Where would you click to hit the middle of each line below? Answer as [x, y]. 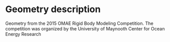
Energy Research [23, 34]
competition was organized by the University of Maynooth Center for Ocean [85, 28]
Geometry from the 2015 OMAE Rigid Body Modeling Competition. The [79, 23]
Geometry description [53, 9]
